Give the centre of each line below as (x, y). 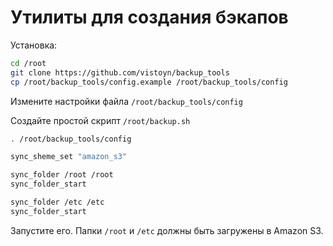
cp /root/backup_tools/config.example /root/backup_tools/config (149, 82)
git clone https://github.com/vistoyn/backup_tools (120, 72)
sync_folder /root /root (62, 175)
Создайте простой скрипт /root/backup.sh (100, 120)
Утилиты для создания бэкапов (149, 17)
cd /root (28, 63)
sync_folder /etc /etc (57, 202)
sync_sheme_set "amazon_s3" (69, 157)
